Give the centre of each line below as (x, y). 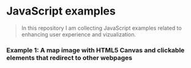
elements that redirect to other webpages (69, 58)
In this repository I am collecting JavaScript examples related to (101, 28)
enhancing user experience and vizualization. (79, 34)
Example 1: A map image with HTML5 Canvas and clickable (95, 50)
